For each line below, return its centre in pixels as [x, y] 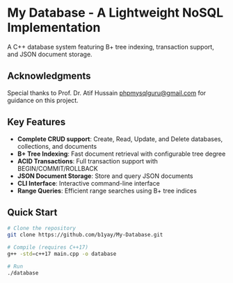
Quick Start [32, 212]
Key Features [37, 122]
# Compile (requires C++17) [48, 248]
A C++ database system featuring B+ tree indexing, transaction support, [111, 47]
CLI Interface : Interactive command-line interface [88, 183]
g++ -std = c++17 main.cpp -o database [62, 254]
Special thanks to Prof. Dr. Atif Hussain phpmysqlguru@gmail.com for [107, 92]
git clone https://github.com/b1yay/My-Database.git [85, 235]
